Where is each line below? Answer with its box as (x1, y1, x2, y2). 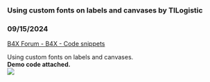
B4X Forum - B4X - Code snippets (7, 40, 105, 48)
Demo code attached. (7, 61, 71, 69)
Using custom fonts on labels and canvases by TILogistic (7, 6, 203, 15)
